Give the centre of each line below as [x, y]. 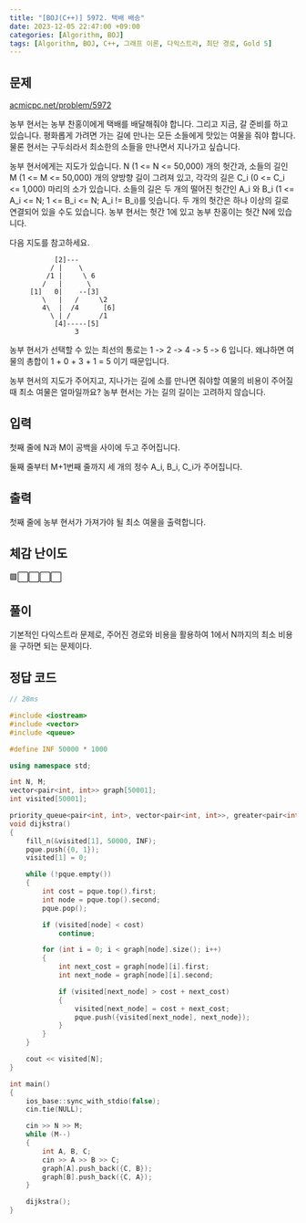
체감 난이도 [39, 554]
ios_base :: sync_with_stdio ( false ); [93, 1101]
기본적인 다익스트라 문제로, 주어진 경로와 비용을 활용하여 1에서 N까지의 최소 [143, 634]
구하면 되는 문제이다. [56, 646]
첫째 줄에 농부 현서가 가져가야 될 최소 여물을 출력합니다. [108, 522]
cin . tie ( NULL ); [55, 1110]
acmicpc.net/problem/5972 [61, 105]
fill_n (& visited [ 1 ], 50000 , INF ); [91, 841]
